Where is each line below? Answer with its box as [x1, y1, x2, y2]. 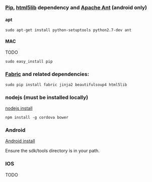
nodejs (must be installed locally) [5, 94, 89, 101]
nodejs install [5, 105, 33, 111]
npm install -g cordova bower [5, 115, 69, 120]
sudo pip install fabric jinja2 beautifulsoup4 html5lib [5, 82, 127, 87]
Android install [5, 138, 35, 144]
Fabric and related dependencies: [5, 71, 90, 78]
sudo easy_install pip [5, 59, 53, 64]
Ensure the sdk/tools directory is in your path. [5, 148, 100, 154]
